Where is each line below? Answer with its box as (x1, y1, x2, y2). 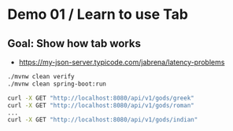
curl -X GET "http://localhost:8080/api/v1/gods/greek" (7, 94, 194, 102)
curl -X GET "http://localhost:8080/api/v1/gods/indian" (7, 116, 198, 124)
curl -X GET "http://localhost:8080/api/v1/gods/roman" (7, 101, 194, 109)
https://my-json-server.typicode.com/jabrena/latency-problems (18, 57, 225, 67)
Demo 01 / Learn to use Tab (7, 5, 188, 24)
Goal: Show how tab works (7, 37, 141, 50)
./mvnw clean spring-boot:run (7, 80, 107, 88)
